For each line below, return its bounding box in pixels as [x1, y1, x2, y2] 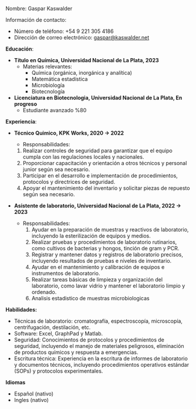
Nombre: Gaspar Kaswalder [5, 5, 73, 12]
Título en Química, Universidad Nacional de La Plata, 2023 [13, 57, 159, 63]
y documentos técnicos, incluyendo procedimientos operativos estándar [13, 361, 189, 368]
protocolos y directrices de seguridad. [22, 179, 116, 185]
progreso [13, 100, 38, 108]
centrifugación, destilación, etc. [13, 324, 91, 331]
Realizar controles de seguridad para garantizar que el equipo [22, 147, 173, 154]
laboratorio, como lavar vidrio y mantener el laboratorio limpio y [31, 282, 185, 289]
